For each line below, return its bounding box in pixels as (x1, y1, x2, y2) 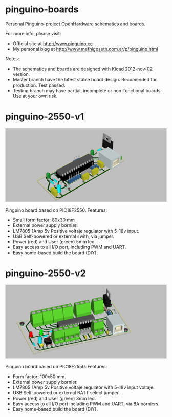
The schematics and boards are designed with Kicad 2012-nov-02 (12, 66, 153, 72)
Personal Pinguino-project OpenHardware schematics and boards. (5, 20, 146, 27)
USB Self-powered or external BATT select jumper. (12, 389, 120, 395)
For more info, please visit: (5, 30, 61, 36)
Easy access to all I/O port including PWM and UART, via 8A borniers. (12, 401, 160, 407)
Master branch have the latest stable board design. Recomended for (12, 76, 157, 82)
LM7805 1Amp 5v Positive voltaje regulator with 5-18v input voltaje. (12, 384, 155, 390)
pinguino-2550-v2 (5, 267, 86, 279)
